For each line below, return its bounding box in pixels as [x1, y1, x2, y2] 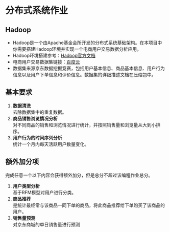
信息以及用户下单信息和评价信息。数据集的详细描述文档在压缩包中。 [12, 72, 156, 77]
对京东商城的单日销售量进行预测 [12, 221, 80, 227]
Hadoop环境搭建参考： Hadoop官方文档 [12, 52, 96, 58]
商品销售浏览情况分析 [12, 115, 58, 121]
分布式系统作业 [5, 5, 68, 16]
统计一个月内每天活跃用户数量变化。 [12, 141, 89, 147]
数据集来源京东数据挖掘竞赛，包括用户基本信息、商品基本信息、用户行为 [12, 65, 165, 71]
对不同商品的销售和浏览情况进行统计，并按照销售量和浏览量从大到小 [12, 121, 156, 128]
